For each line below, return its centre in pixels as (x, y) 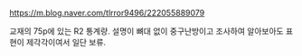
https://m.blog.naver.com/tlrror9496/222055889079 (107, 13)
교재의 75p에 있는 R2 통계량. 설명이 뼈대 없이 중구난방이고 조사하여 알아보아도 (146, 31)
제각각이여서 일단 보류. (66, 42)
